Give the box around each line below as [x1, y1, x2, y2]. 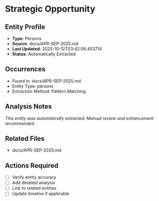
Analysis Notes [5, 102, 52, 111]
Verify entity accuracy [12, 174, 57, 180]
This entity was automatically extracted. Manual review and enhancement [5, 115, 154, 121]
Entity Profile [5, 23, 45, 31]
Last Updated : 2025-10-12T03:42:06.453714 [12, 46, 102, 51]
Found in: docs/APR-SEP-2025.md [12, 78, 81, 84]
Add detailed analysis [12, 180, 55, 185]
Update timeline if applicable [12, 191, 69, 197]
